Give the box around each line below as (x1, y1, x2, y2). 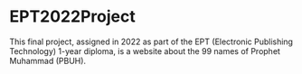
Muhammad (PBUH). (9, 55, 87, 66)
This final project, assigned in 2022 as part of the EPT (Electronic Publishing (9, 36, 294, 47)
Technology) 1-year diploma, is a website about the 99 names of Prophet (9, 45, 280, 56)
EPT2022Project (9, 6, 136, 27)
